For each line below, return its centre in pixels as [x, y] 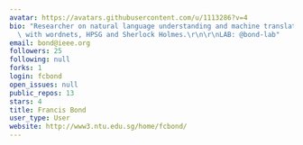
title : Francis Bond [48, 110]
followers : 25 [36, 51]
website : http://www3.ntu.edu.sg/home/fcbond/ [98, 127]
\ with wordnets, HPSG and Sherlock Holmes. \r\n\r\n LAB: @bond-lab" [149, 34]
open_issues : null [44, 85]
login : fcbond [36, 77]
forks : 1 [26, 68]
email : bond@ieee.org [50, 43]
